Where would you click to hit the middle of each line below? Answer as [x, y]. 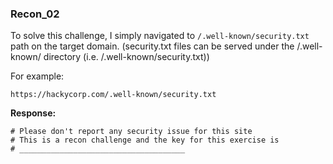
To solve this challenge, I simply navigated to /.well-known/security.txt [160, 36]
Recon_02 [35, 14]
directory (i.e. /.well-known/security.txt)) [126, 57]
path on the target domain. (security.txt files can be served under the [152, 46]
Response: [33, 113]
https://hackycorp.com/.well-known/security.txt [113, 95]
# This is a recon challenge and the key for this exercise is [145, 140]
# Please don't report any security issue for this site [131, 132]
